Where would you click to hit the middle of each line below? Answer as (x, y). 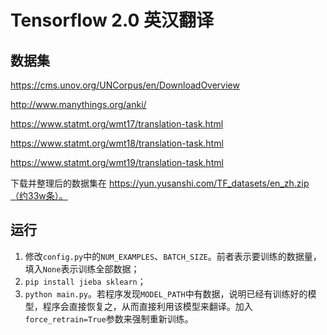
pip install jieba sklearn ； (85, 281)
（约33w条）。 (39, 195)
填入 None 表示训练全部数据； (82, 268)
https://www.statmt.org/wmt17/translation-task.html (117, 124)
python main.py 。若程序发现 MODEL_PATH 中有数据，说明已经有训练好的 (166, 293)
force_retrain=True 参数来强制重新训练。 (109, 318)
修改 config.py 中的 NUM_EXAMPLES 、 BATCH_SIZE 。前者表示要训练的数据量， (173, 256)
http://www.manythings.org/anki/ (78, 104)
